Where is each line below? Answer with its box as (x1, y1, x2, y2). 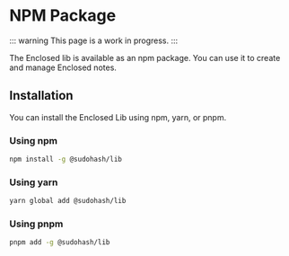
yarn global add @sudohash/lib (9, 197, 127, 206)
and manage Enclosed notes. (9, 62, 117, 73)
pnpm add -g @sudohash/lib (9, 238, 110, 247)
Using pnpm (9, 217, 64, 230)
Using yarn (9, 176, 58, 189)
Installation (9, 88, 74, 103)
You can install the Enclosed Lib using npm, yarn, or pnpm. (9, 111, 227, 122)
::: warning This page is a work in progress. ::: (9, 35, 179, 46)
